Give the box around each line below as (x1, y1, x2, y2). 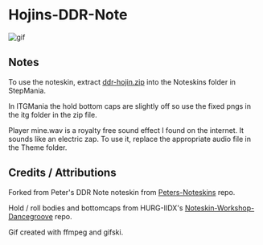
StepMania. (8, 85, 47, 95)
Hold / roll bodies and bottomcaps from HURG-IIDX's (8, 203, 183, 213)
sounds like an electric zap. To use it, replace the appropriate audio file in (8, 134, 252, 143)
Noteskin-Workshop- (184, 203, 255, 213)
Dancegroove (8, 211, 54, 221)
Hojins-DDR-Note (8, 6, 128, 24)
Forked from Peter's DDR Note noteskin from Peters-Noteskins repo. (8, 187, 236, 197)
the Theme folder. (8, 143, 68, 152)
